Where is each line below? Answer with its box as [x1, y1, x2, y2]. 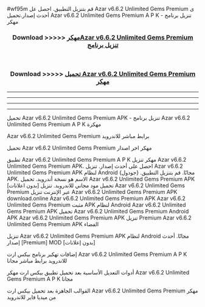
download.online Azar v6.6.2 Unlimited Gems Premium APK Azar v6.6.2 [7, 195, 186, 202]
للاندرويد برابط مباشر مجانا [7, 257, 68, 264]
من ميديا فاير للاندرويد [7, 293, 57, 300]
